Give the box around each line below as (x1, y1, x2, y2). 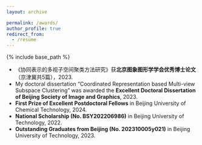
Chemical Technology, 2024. (15, 106, 87, 113)
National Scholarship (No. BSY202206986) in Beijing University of (15, 113, 184, 120)
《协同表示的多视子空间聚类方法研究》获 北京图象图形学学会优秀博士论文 (15, 66, 196, 73)
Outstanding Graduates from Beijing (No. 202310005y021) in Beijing (15, 126, 190, 133)
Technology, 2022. (15, 119, 62, 126)
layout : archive (6, 8, 47, 15)
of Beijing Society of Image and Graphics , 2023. (15, 93, 138, 101)
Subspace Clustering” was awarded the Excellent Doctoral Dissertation (15, 87, 196, 94)
